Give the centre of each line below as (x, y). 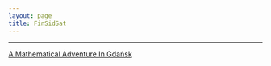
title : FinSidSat (38, 23)
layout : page (30, 16)
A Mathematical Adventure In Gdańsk (71, 54)
